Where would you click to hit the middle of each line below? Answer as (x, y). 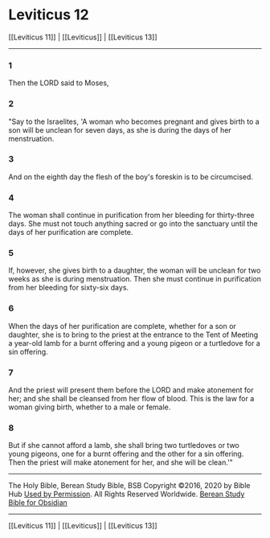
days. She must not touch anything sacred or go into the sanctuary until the (133, 224)
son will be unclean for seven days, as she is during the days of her (120, 129)
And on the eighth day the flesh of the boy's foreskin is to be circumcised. (131, 177)
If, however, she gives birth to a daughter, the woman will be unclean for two (135, 270)
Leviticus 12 (49, 15)
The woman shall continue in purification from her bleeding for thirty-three (131, 216)
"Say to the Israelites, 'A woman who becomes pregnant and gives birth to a (134, 121)
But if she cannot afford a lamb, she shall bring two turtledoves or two (124, 446)
